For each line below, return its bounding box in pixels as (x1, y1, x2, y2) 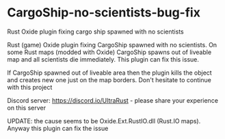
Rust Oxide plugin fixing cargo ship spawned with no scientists (7, 27, 184, 36)
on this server (7, 103, 47, 112)
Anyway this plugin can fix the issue (7, 124, 109, 132)
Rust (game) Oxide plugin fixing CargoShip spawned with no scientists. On (7, 40, 217, 49)
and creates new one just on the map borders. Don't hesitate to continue (7, 75, 212, 84)
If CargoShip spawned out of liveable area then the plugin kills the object (7, 68, 212, 77)
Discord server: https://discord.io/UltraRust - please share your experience (7, 96, 219, 104)
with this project (7, 83, 53, 91)
